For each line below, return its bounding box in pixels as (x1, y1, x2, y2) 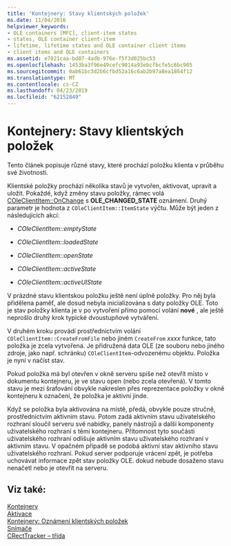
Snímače (7, 524, 32, 532)
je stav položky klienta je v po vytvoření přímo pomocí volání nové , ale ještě (7, 305, 224, 314)
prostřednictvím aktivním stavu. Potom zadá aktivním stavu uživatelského (7, 412, 216, 420)
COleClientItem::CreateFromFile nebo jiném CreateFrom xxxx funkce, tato (7, 334, 217, 342)
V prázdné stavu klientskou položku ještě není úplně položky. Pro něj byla (7, 291, 216, 299)
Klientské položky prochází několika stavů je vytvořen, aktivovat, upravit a (7, 181, 217, 190)
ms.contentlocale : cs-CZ (7, 81, 79, 88)
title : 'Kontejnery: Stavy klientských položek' (7, 10, 150, 17)
